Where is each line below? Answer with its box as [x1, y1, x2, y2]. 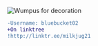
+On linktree [7, 26, 45, 33]
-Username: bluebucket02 [7, 20, 79, 27]
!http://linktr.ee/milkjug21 [7, 32, 91, 39]
